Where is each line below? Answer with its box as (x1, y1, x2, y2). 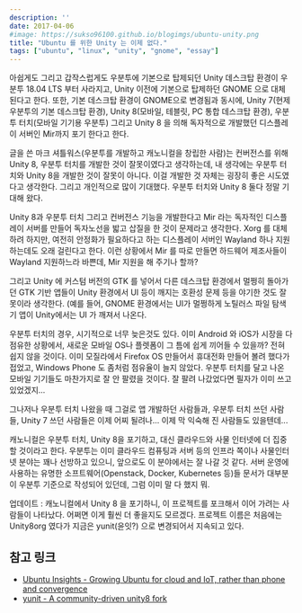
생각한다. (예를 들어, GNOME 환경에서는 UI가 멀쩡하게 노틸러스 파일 (32, 298, 271, 309)
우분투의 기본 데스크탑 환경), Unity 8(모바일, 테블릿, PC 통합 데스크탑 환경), (9, 106, 273, 117)
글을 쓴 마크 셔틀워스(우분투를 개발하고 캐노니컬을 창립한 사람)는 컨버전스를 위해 (9, 147, 289, 158)
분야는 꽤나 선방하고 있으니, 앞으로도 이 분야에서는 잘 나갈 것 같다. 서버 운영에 (18, 457, 289, 467)
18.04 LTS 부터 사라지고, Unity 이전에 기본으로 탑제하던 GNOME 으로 (25, 84, 270, 94)
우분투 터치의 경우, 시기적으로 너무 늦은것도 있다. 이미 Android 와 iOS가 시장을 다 (9, 329, 293, 340)
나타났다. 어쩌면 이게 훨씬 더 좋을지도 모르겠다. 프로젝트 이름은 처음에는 (32, 510, 283, 520)
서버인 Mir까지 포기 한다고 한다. (18, 129, 129, 139)
